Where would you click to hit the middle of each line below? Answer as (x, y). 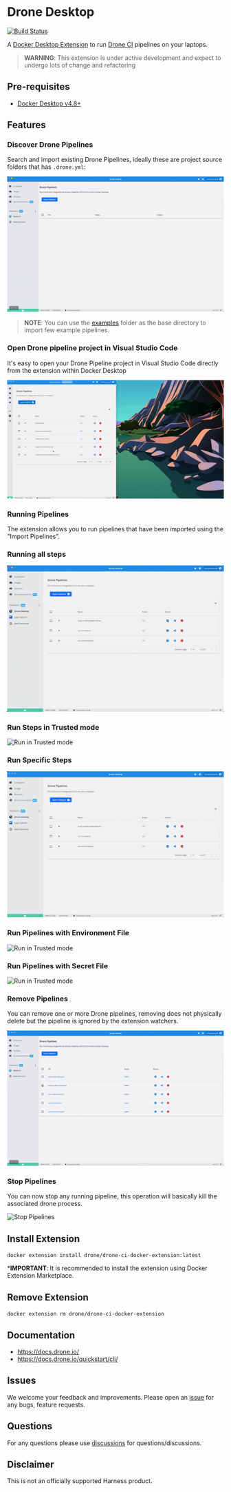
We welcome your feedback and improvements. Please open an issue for (111, 1397)
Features (26, 125)
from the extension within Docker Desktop (67, 370)
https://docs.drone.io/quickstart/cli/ (67, 1359)
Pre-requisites (38, 87)
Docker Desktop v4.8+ (49, 103)
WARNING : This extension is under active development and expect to (122, 58)
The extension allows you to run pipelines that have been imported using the (115, 529)
